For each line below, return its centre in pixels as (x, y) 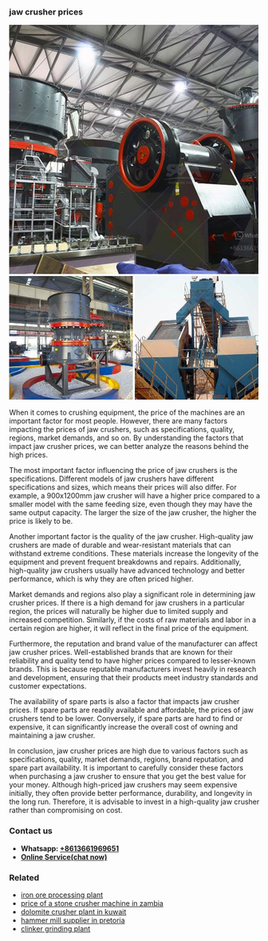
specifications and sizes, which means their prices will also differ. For (123, 487)
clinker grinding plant (55, 928)
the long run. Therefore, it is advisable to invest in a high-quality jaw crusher (134, 802)
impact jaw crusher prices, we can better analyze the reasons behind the (129, 447)
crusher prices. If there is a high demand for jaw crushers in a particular (127, 603)
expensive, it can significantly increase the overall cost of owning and (124, 727)
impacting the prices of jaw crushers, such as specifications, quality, (122, 430)
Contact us (31, 831)
